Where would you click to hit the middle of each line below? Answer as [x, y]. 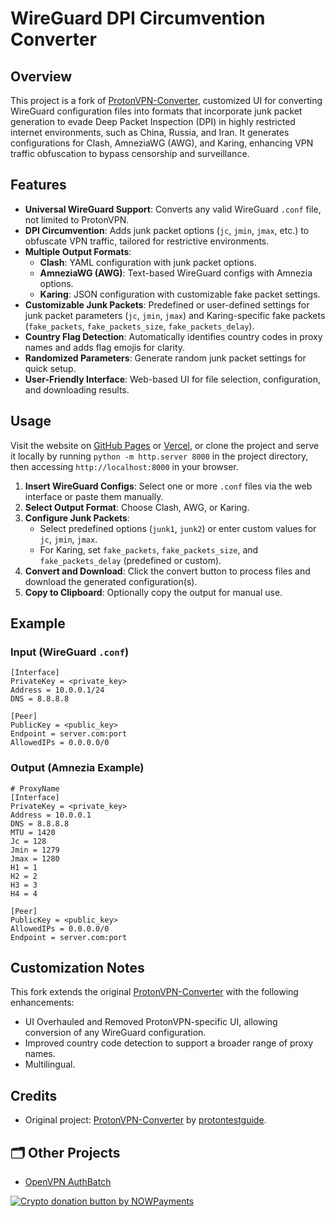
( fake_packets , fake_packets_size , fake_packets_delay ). [139, 326]
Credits [34, 1095]
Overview [41, 76]
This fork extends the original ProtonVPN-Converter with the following [154, 992]
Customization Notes [77, 968]
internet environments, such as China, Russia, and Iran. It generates [150, 132]
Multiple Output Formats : [78, 251]
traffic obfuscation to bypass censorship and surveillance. [130, 153]
